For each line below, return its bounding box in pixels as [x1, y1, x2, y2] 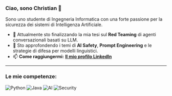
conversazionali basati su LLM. [12, 37, 78, 43]
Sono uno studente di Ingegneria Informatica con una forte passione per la [5, 16, 163, 22]
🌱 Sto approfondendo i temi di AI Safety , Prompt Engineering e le [12, 42, 152, 49]
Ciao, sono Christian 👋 [5, 5, 62, 12]
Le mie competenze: [5, 73, 57, 80]
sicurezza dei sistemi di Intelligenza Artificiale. [5, 21, 103, 28]
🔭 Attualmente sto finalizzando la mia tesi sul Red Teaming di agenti [12, 32, 156, 38]
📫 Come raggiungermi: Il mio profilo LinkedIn [12, 54, 112, 60]
